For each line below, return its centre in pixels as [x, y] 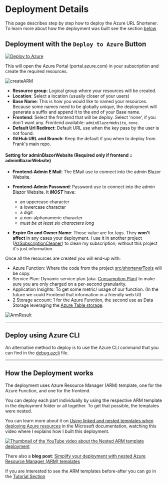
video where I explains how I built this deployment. [57, 431]
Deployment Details [47, 9]
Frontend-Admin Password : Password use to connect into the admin [83, 187]
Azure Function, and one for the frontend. [48, 390]
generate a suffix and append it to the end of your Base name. [76, 112]
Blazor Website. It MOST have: [44, 192]
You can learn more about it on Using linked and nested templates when [79, 420]
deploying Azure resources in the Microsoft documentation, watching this [81, 426]
